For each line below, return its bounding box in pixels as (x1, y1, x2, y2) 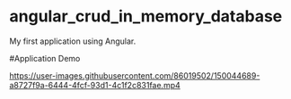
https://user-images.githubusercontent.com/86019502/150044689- (9, 70, 260, 81)
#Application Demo (9, 53, 81, 63)
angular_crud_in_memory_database (9, 6, 283, 27)
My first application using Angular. (9, 36, 137, 46)
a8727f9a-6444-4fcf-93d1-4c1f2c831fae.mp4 (9, 79, 181, 90)
